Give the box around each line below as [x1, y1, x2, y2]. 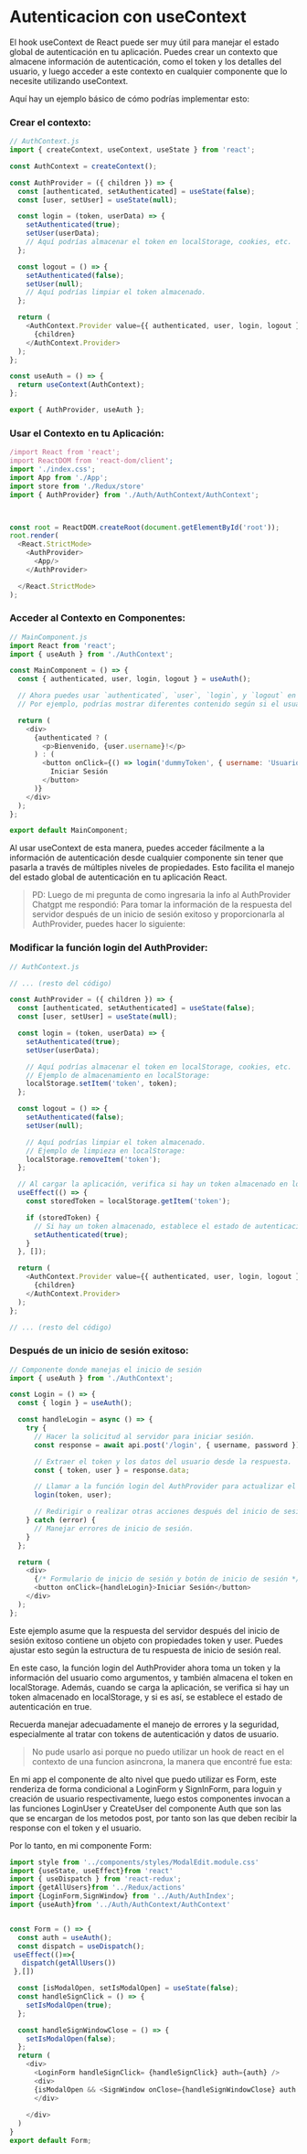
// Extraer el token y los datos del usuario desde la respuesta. [33, 1456, 292, 1466]
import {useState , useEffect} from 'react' [9, 1866, 174, 1875]
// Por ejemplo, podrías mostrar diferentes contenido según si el [17, 699, 281, 709]
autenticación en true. [9, 1701, 92, 1711]
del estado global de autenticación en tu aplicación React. [9, 871, 228, 883]
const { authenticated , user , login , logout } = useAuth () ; [17, 675, 251, 684]
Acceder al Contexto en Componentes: [9, 612, 185, 624]
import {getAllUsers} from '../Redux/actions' [9, 1883, 185, 1893]
